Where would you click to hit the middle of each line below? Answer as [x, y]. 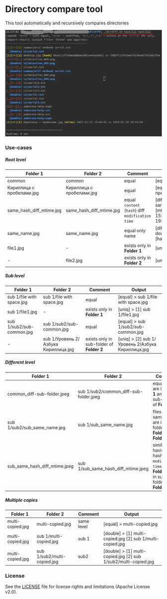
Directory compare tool [54, 9]
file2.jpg [74, 260]
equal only [135, 231]
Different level [20, 362]
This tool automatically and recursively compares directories [67, 23]
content [132, 206]
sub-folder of [99, 344]
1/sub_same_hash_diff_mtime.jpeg [113, 469]
